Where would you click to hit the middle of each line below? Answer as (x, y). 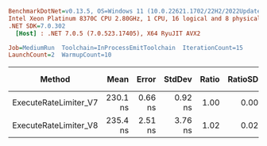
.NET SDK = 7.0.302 (37, 26)
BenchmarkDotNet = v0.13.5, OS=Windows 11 (76, 11)
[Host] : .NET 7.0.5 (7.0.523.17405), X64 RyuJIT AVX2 (108, 33)
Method (55, 79)
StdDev (178, 79)
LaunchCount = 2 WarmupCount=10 (60, 55)
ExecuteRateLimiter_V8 (55, 125)
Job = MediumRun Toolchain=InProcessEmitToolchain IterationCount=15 (126, 48)
